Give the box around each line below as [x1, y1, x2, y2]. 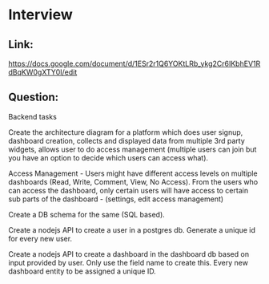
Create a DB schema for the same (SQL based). [8, 209, 166, 219]
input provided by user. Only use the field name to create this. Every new [8, 258, 248, 267]
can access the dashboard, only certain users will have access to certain [8, 185, 249, 195]
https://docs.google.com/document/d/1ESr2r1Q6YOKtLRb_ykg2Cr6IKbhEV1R [8, 59, 261, 68]
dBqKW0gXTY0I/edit [8, 67, 78, 77]
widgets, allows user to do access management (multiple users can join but [8, 144, 257, 154]
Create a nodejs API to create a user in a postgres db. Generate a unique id [8, 225, 256, 234]
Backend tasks [8, 112, 58, 121]
